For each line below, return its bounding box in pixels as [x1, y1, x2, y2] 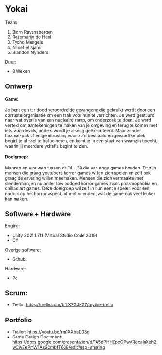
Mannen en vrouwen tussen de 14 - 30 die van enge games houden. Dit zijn [5, 165, 157, 170]
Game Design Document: [12, 334, 63, 340]
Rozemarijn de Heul [12, 34, 51, 40]
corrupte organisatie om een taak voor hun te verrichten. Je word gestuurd [5, 112, 155, 118]
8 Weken [12, 68, 30, 74]
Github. [12, 256, 27, 262]
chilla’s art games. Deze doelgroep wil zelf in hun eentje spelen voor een [5, 186, 150, 191]
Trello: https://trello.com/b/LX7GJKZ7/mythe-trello [12, 302, 113, 308]
